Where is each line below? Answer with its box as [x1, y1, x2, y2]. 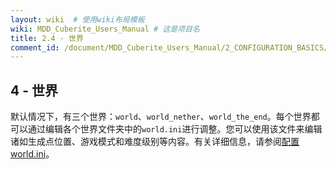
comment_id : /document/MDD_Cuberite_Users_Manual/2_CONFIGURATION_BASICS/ [10, 42, 329, 53]
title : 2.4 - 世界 [10, 33, 84, 43]
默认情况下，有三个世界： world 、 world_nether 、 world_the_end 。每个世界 [10, 111, 312, 123]
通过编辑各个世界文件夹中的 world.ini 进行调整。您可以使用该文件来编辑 [27, 123, 323, 135]
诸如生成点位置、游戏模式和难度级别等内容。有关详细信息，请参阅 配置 [10, 136, 300, 148]
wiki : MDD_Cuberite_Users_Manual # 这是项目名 [10, 24, 200, 34]
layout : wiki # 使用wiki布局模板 [10, 14, 145, 25]
